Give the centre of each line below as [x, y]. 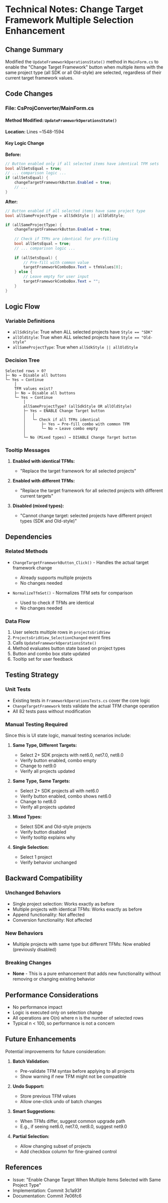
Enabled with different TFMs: [44, 481]
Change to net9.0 [38, 766]
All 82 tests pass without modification [52, 711]
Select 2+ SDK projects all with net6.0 [60, 791]
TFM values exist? [34, 389]
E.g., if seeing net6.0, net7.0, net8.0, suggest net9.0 [73, 1126]
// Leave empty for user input [56, 277]
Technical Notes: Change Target [74, 9]
